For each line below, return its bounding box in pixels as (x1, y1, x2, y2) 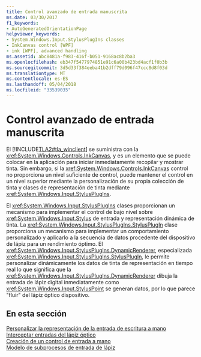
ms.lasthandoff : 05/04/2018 (6, 82, 77, 88)
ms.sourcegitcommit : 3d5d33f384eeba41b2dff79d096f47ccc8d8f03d (6, 64, 168, 71)
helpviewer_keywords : (6, 31, 61, 37)
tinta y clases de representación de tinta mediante (6, 184, 130, 191)
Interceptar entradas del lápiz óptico (6, 331, 96, 338)
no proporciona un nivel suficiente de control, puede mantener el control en (6, 171, 193, 178)
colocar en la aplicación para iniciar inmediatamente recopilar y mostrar (6, 158, 184, 165)
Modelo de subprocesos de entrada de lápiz (6, 344, 116, 351)
